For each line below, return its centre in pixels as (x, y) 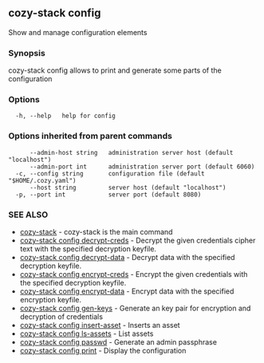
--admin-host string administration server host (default (131, 152)
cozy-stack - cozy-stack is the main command (96, 232)
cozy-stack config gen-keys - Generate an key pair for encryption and (135, 308)
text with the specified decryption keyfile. (88, 249)
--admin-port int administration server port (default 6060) (142, 167)
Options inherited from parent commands (91, 136)
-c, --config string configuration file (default (110, 174)
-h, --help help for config (65, 116)
